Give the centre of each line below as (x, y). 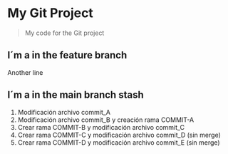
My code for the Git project (64, 33)
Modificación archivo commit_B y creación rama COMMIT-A (106, 120)
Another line (25, 72)
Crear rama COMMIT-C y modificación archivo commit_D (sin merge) (119, 135)
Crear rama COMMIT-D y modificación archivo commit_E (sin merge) (119, 142)
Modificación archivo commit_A (64, 112)
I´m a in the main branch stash (76, 95)
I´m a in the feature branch (67, 55)
